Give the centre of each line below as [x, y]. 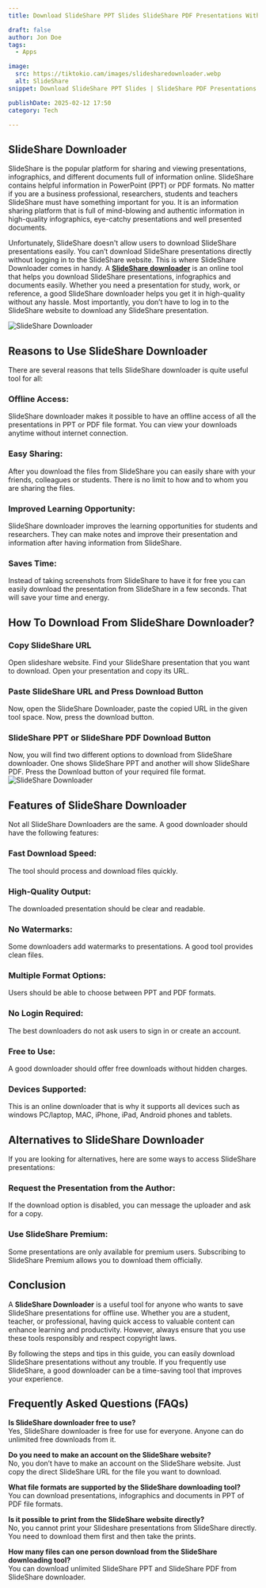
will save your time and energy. [59, 597]
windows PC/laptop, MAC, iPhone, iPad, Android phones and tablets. [120, 1115]
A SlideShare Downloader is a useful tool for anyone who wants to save [126, 1304]
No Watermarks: [40, 929]
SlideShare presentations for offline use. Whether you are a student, [119, 1312]
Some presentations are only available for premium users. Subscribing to [127, 1251]
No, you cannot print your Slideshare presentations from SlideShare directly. [133, 1528]
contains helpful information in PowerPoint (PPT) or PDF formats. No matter [131, 185]
